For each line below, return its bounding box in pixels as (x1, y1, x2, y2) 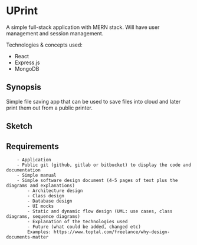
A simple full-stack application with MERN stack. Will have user (6, 24, 160, 31)
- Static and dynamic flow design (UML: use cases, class (27, 208, 173, 214)
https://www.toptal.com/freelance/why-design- (53, 229, 170, 235)
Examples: (27, 229, 51, 235)
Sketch (6, 121, 32, 131)
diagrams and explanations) (6, 183, 75, 188)
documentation (6, 167, 41, 173)
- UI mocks (27, 203, 54, 209)
